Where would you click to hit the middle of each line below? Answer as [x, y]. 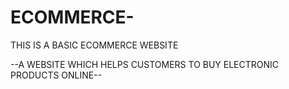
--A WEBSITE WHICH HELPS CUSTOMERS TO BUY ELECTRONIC [145, 64]
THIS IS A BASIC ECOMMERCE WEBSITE [94, 45]
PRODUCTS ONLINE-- [56, 75]
